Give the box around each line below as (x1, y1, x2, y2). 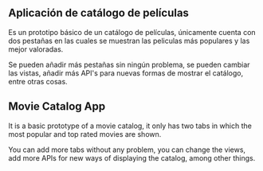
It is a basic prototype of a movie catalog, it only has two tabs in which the (8, 121, 253, 130)
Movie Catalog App (8, 99, 106, 114)
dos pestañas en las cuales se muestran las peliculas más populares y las (8, 36, 250, 45)
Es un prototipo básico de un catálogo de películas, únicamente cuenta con (8, 27, 257, 37)
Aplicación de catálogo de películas (8, 6, 190, 20)
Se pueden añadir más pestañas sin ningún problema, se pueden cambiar (8, 60, 250, 69)
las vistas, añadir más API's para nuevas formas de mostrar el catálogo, (8, 68, 244, 78)
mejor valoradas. (8, 44, 64, 54)
